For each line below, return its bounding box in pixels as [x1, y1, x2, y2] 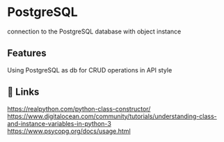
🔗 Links [7, 86, 40, 98]
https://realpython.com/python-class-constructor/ [7, 104, 151, 113]
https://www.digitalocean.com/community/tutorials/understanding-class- [7, 112, 217, 120]
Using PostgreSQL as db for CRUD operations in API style [7, 65, 173, 74]
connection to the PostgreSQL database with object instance [7, 27, 182, 35]
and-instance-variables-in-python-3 [7, 119, 111, 127]
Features [7, 47, 47, 59]
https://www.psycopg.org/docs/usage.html [7, 127, 131, 135]
